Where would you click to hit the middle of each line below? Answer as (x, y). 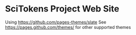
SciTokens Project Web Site (62, 9)
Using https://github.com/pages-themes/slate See (56, 22)
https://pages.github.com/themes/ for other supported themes (68, 27)
